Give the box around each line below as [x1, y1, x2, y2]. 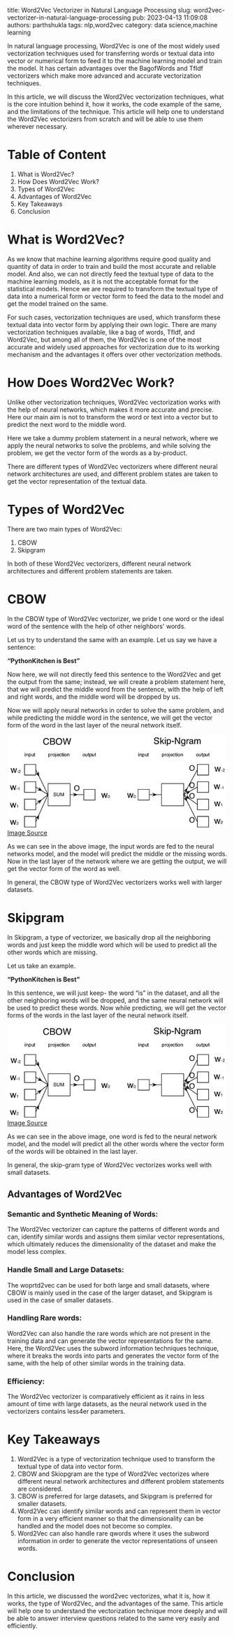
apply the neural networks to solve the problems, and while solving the [7, 441, 211, 450]
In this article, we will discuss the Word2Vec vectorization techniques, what [7, 92, 224, 101]
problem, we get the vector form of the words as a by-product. [7, 448, 188, 457]
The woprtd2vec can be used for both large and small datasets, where [7, 1281, 210, 1289]
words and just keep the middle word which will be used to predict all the [7, 940, 217, 949]
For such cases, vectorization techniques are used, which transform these [7, 313, 221, 321]
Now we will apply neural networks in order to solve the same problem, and [7, 706, 225, 714]
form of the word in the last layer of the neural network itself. [7, 720, 182, 729]
